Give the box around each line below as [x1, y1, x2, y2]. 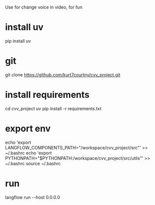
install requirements [5, 89, 90, 101]
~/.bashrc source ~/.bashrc [5, 160, 61, 166]
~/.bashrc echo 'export [5, 150, 52, 156]
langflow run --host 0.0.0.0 [5, 194, 60, 200]
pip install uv [5, 38, 31, 44]
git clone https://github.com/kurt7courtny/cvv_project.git [5, 71, 120, 77]
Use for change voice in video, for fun [5, 4, 83, 10]
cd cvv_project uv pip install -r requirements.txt [5, 105, 102, 111]
